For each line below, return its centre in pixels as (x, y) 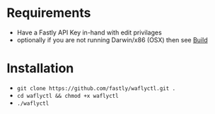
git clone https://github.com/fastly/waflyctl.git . (96, 88)
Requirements (49, 13)
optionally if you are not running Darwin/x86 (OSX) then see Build (112, 39)
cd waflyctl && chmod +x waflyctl (68, 96)
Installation (40, 69)
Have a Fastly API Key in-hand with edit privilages (89, 32)
